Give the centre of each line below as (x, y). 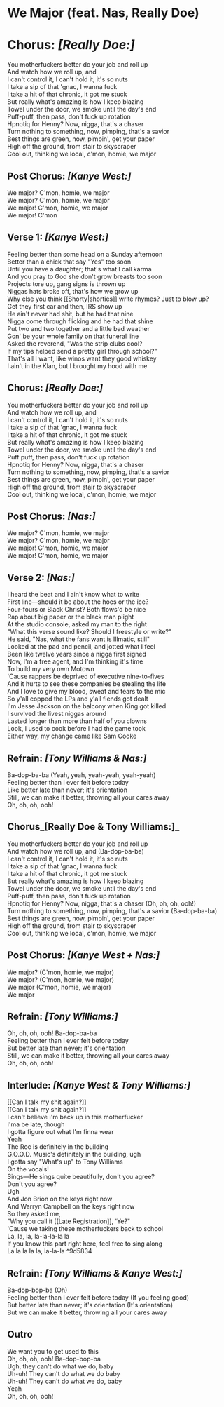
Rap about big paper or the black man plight (71, 617)
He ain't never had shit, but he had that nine (70, 314)
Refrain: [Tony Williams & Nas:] (77, 758)
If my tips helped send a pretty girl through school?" (82, 351)
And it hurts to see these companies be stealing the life (87, 684)
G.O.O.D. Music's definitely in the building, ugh (74, 1154)
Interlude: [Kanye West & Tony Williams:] (99, 1085)
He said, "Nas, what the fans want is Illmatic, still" (79, 639)
